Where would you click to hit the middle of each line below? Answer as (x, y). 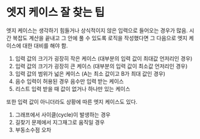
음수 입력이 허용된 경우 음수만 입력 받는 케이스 (69, 81)
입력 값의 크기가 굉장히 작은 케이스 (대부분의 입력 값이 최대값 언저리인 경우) (104, 58)
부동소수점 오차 (33, 130)
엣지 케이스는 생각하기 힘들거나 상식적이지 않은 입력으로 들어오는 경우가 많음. (97, 30)
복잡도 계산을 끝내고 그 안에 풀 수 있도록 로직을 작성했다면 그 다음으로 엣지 (100, 38)
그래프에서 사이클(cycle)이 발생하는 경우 (63, 114)
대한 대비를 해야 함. (45, 46)
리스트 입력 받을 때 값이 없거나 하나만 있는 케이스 (73, 89)
